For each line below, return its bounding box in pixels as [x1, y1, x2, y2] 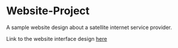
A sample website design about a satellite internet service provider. [6, 24, 172, 31]
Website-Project [6, 4, 90, 18]
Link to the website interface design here [6, 35, 107, 42]
